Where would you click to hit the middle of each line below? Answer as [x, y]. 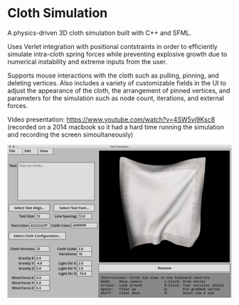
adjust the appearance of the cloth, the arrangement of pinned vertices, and [119, 90]
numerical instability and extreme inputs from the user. [87, 61]
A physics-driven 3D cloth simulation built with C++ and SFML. [100, 33]
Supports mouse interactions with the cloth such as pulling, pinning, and [113, 75]
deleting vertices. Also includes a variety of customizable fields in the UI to [117, 82]
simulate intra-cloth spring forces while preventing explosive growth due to [117, 54]
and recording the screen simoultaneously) [70, 134]
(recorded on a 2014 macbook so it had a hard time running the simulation [116, 127]
